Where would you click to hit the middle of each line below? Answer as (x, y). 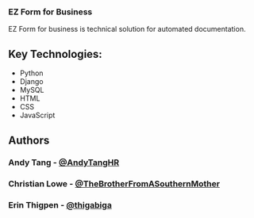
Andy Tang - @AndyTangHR (64, 163)
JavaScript (37, 115)
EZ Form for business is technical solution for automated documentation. (127, 29)
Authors (29, 140)
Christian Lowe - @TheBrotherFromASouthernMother (114, 184)
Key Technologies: (56, 54)
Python (31, 73)
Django (31, 82)
